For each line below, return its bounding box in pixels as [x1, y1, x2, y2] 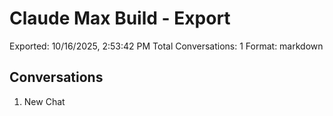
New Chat [23, 95, 66, 107]
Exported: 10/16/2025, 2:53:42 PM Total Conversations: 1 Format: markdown [9, 40, 324, 52]
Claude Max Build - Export [9, 7, 231, 30]
